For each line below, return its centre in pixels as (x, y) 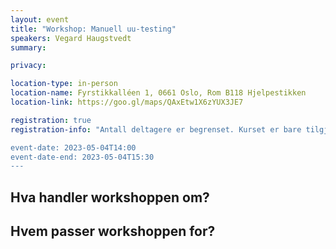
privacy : (28, 66)
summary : (28, 47)
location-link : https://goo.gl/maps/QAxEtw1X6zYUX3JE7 (127, 102)
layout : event (40, 19)
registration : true (51, 120)
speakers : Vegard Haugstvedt (71, 38)
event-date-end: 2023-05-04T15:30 (82, 157)
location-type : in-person (64, 84)
